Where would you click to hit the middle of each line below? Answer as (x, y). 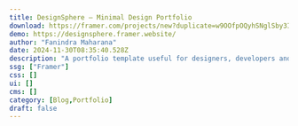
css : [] (24, 75)
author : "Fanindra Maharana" (63, 42)
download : (27, 26)
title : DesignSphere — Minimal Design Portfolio (101, 17)
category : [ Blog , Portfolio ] (61, 100)
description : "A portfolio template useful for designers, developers (142, 59)
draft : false (33, 108)
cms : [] (24, 91)
